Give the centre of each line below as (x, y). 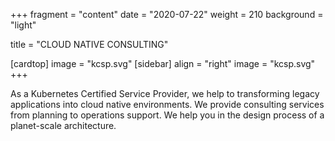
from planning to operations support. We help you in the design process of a (167, 115)
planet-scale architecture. (63, 125)
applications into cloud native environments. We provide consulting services (167, 104)
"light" (23, 25)
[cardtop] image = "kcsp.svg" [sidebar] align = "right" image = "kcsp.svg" (163, 63)
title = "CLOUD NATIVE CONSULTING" (89, 44)
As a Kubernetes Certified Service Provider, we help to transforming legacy (165, 93)
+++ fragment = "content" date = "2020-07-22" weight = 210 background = (167, 14)
